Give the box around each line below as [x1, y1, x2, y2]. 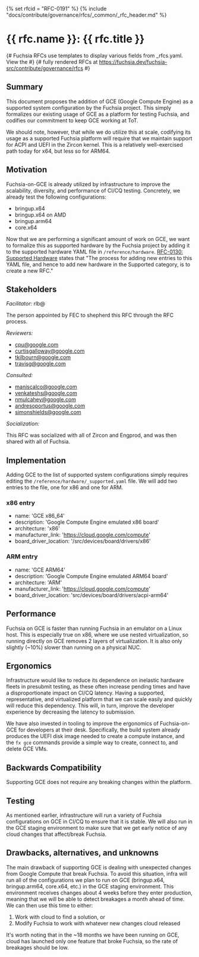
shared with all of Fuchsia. [6, 438, 70, 445]
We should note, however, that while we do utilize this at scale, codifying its [6, 128, 191, 135]
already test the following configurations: [6, 193, 107, 200]
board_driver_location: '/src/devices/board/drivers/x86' [14, 538, 151, 545]
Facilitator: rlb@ [6, 300, 46, 307]
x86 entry [6, 499, 36, 507]
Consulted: [6, 372, 33, 379]
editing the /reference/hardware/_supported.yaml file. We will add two [6, 477, 178, 485]
